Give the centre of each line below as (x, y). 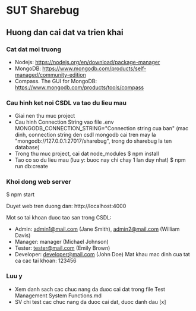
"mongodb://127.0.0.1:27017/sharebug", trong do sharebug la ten (93, 141)
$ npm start (20, 194)
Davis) (23, 235)
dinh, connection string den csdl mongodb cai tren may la (85, 135)
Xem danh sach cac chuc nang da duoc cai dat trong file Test (90, 289)
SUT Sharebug (43, 10)
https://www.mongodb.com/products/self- (94, 68)
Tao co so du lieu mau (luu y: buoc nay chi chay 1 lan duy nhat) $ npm (100, 160)
